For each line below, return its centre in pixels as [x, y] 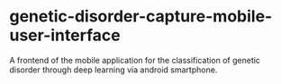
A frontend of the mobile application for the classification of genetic [135, 60]
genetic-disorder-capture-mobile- [141, 17]
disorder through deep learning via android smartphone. [113, 70]
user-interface [65, 35]
